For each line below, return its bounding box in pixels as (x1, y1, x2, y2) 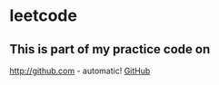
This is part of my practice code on (9, 42, 211, 57)
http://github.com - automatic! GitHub (9, 65, 151, 76)
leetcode (9, 5, 77, 26)
